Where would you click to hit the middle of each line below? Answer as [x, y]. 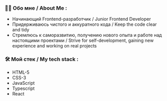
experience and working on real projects [54, 46]
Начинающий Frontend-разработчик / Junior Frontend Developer [81, 19]
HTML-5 [21, 72]
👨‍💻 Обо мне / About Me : [36, 8]
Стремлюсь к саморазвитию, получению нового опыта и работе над [87, 35]
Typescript [23, 88]
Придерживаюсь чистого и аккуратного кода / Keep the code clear [84, 24]
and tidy [21, 30]
